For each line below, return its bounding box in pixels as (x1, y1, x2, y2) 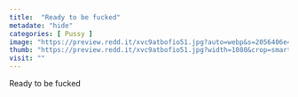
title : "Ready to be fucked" (9, 12, 122, 22)
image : (9, 37, 34, 47)
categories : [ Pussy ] (9, 29, 93, 38)
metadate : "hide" (9, 21, 74, 30)
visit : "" (9, 54, 46, 63)
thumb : (9, 46, 34, 55)
